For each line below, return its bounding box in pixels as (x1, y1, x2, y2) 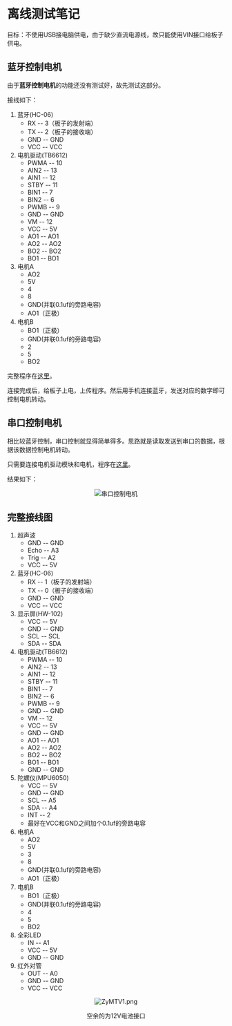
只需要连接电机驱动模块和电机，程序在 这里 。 (7, 460, 135, 468)
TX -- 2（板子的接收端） (27, 127, 97, 135)
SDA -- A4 (27, 804, 57, 812)
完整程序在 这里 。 (7, 371, 56, 380)
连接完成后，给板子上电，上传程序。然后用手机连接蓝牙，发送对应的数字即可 (7, 386, 225, 395)
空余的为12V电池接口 (86, 1011, 146, 1020)
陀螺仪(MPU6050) (17, 774, 69, 782)
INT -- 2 (27, 811, 51, 819)
